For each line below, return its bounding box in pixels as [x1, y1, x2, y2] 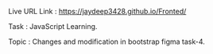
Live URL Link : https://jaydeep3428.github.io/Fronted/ [8, 7, 187, 16]
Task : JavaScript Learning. [8, 22, 98, 31]
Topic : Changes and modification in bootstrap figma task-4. [8, 37, 205, 46]
